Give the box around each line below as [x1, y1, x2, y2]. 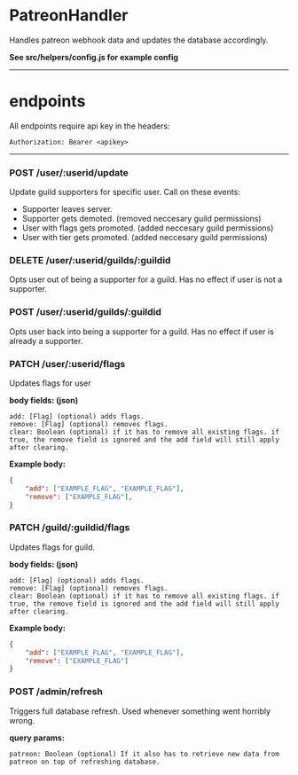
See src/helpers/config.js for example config [9, 51, 179, 62]
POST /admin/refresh [9, 685, 104, 698]
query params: [9, 732, 65, 743]
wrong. [9, 715, 35, 725]
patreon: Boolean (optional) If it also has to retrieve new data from [9, 749, 279, 758]
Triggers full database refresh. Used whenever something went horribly [9, 706, 271, 716]
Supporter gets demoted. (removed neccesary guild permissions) [21, 214, 262, 224]
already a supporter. [9, 335, 83, 346]
